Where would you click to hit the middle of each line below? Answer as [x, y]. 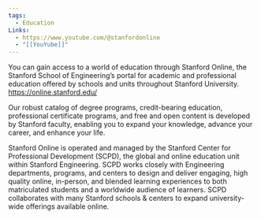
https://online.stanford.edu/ [53, 92]
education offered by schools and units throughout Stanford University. [124, 84]
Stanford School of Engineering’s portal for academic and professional [122, 76]
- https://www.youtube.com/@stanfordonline [88, 37]
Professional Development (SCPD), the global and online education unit [124, 156]
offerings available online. [67, 206]
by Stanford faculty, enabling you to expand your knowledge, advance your [130, 124]
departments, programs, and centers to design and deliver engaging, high [128, 173]
